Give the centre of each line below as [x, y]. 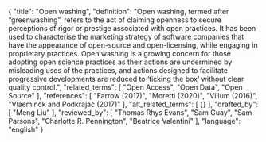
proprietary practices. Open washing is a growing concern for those [119, 54]
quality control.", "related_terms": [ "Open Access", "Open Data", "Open [125, 87]
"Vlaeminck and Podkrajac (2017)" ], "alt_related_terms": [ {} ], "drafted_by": [133, 104]
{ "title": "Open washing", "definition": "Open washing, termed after [119, 12]
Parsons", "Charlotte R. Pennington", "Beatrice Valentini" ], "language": [125, 121]
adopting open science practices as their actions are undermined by [120, 62]
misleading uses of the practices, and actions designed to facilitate [118, 70]
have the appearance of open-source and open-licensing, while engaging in [133, 45]
